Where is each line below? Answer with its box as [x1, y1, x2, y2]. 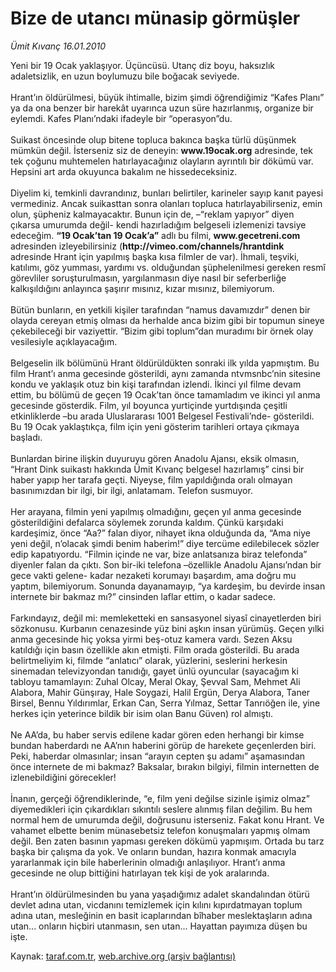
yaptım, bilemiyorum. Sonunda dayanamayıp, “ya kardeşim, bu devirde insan [10, 580, 326, 592]
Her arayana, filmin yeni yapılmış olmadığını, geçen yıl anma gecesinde [10, 505, 302, 517]
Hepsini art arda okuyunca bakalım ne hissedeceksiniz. [10, 165, 238, 177]
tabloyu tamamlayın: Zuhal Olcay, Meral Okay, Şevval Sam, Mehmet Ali [10, 675, 301, 687]
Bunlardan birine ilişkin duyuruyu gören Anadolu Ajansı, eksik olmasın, [10, 452, 300, 464]
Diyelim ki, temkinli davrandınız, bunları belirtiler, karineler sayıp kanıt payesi [10, 187, 324, 199]
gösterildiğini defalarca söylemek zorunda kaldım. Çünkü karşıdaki [10, 516, 284, 528]
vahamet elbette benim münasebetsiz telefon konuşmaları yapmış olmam [10, 824, 311, 836]
